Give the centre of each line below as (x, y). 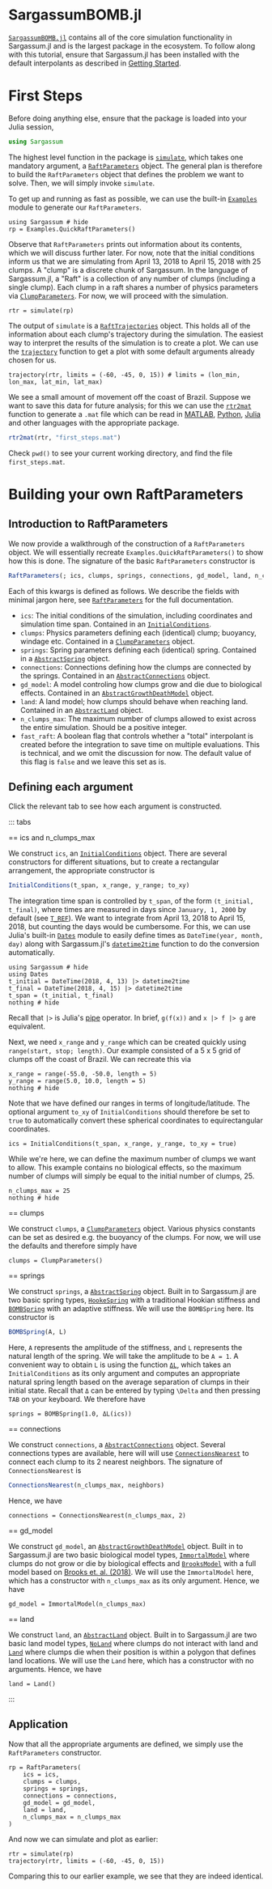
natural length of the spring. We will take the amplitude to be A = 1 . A (123, 1356)
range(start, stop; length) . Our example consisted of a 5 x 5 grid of (125, 1051)
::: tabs (20, 822)
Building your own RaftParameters (126, 494)
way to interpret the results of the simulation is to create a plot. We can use (134, 342)
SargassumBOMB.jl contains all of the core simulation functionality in (120, 37)
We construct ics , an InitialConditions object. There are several (118, 853)
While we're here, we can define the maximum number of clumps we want (132, 1159)
